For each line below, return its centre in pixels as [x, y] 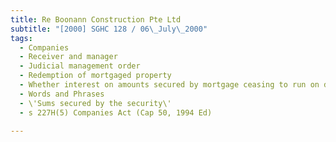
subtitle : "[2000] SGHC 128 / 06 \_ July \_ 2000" [109, 29]
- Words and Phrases [62, 94]
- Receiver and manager [68, 57]
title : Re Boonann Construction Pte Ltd [96, 19]
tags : [21, 38]
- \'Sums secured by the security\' [95, 103]
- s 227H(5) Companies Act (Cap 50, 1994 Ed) [116, 112]
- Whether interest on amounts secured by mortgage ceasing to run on [169, 85]
